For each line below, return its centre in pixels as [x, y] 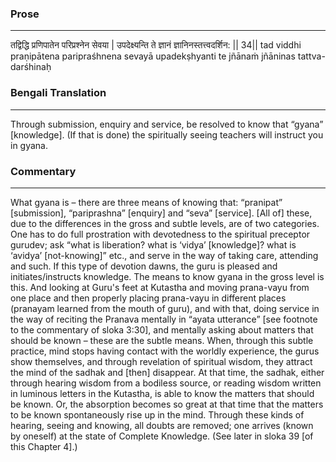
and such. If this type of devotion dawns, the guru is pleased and [144, 266]
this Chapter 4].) [44, 446]
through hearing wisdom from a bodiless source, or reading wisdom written [166, 383]
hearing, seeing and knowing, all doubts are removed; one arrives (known [162, 425]
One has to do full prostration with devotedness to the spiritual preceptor [160, 234]
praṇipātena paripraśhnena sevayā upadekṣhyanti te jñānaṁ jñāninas [153, 56]
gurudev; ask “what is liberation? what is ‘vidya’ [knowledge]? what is [153, 244]
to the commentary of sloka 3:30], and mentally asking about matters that [162, 329]
